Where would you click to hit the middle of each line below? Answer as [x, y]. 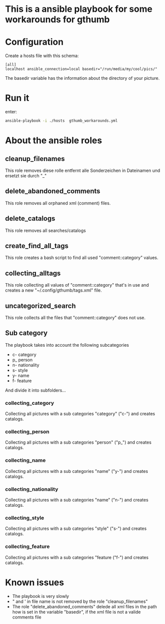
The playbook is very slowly [41, 596]
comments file [27, 617]
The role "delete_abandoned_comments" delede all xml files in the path [84, 606]
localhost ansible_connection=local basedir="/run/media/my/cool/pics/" [81, 69]
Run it [17, 98]
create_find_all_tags [37, 246]
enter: [11, 112]
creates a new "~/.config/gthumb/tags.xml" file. [53, 290]
